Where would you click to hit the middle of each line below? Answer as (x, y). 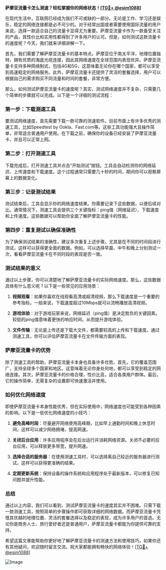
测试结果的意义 (23, 268)
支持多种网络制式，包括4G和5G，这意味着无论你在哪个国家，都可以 (83, 66)
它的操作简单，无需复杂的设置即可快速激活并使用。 (57, 381)
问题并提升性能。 (30, 480)
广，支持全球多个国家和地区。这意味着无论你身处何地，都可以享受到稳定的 (81, 368)
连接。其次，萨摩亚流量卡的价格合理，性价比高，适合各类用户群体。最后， (85, 374)
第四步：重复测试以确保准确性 (41, 230)
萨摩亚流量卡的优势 (28, 350)
